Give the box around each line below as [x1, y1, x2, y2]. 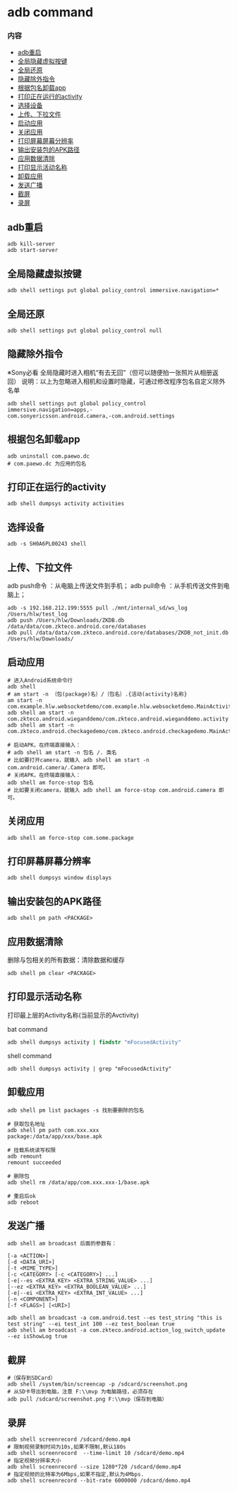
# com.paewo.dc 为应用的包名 [7, 460, 87, 467]
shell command [7, 1052, 52, 1060]
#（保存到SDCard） [7, 1374, 56, 1382]
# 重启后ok [7, 1192, 37, 1199]
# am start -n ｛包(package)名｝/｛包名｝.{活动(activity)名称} [7, 691, 188, 698]
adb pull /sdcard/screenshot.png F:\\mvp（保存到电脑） [7, 1395, 168, 1403]
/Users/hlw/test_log [7, 610, 68, 618]
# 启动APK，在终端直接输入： [7, 741, 81, 749]
